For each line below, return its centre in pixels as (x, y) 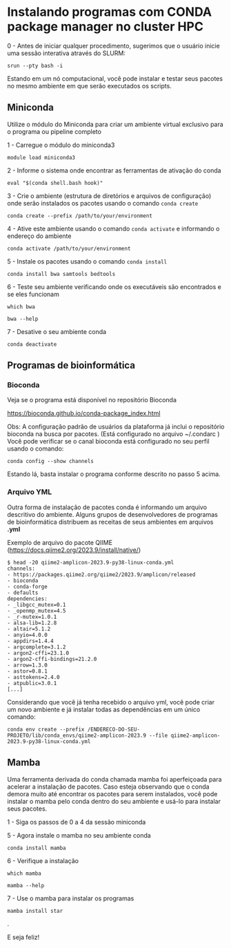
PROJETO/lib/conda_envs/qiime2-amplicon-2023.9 (77, 735)
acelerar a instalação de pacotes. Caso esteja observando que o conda (108, 787)
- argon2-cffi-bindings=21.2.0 (52, 659)
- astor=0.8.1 (28, 671)
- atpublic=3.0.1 (32, 683)
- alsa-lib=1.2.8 (32, 623)
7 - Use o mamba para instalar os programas (71, 898)
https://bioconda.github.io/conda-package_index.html (84, 413)
